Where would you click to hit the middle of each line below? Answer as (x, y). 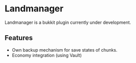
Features (19, 38)
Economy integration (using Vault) (47, 55)
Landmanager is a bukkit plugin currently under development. (68, 22)
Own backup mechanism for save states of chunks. (65, 50)
